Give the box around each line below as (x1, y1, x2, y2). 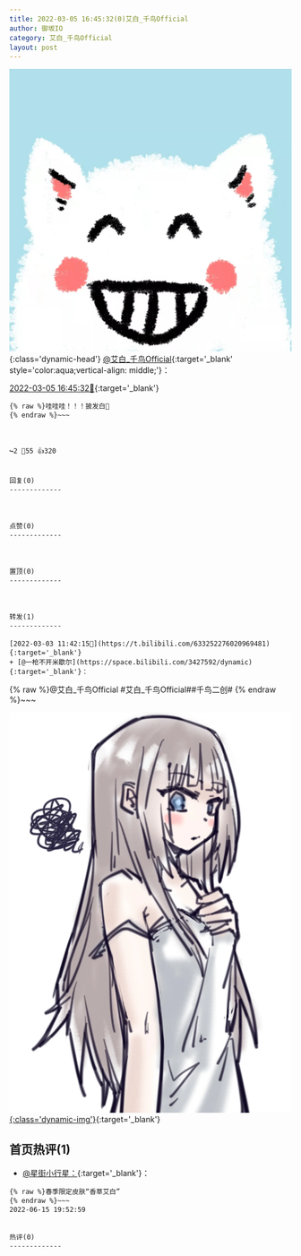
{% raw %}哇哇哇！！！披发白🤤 (9, 402, 110, 411)
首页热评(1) (9, 1142, 71, 1157)
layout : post (9, 43, 58, 52)
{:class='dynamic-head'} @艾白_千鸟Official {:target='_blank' (9, 354, 233, 365)
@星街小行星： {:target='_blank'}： (21, 1167, 150, 1178)
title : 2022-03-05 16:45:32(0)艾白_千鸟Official (9, 14, 189, 23)
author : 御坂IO (9, 23, 64, 33)
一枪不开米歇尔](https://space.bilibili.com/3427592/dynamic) (25, 658, 254, 667)
